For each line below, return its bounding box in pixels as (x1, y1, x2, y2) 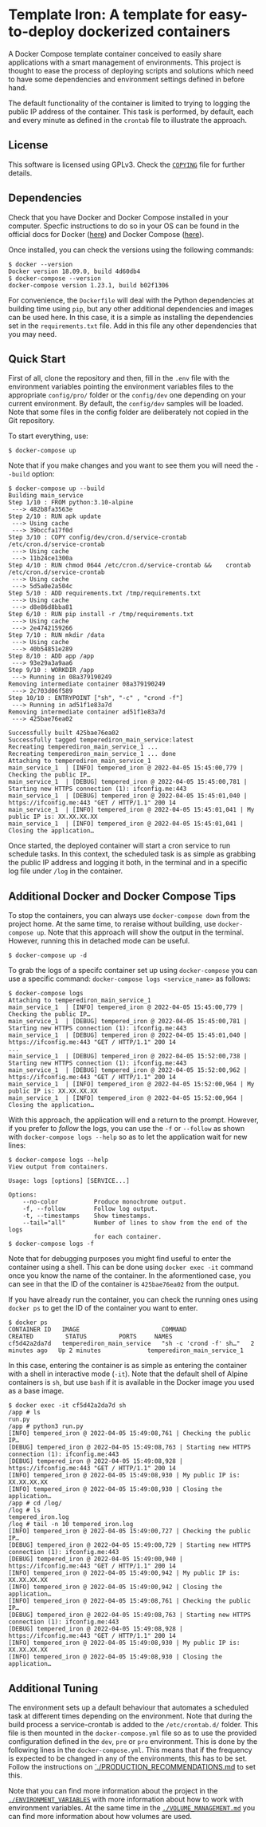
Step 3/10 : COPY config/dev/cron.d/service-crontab (8, 533, 187, 542)
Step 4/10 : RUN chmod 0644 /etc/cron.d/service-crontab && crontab (8, 561, 251, 570)
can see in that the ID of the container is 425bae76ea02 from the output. (8, 1279, 240, 1289)
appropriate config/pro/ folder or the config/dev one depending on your (8, 390, 246, 400)
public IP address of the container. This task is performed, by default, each (8, 106, 254, 117)
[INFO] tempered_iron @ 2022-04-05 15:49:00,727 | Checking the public (8, 1527, 251, 1536)
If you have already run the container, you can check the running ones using (8, 1295, 259, 1304)
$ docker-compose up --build (8, 484, 105, 492)
